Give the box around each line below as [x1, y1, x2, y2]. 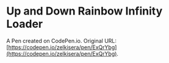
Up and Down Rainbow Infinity [6, 4, 163, 18]
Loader [6, 17, 43, 31]
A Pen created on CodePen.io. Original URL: [6, 37, 117, 44]
